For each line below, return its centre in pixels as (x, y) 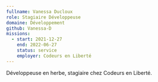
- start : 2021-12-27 (37, 39)
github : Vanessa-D (29, 28)
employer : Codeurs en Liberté (54, 56)
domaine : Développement (36, 23)
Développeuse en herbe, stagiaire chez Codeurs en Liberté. (79, 72)
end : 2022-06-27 (37, 45)
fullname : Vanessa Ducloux (39, 12)
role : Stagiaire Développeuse (44, 17)
